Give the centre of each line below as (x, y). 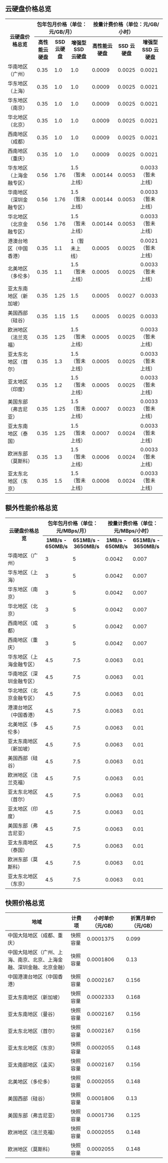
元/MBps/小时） (133, 531)
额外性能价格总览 (31, 508)
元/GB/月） (62, 32)
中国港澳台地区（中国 (33, 977)
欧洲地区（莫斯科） (30, 1149)
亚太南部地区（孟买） (33, 1065)
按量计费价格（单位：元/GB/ (126, 24)
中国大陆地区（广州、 (33, 952)
